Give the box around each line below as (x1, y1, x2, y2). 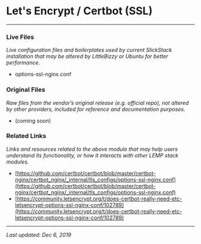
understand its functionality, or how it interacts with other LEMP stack (6, 152, 178, 159)
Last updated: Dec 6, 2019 (6, 231, 72, 238)
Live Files (6, 33, 35, 41)
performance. (6, 59, 41, 66)
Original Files (6, 85, 45, 94)
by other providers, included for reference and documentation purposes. (6, 106, 185, 113)
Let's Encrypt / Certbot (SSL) (6, 4, 153, 18)
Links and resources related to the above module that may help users (6, 145, 178, 153)
